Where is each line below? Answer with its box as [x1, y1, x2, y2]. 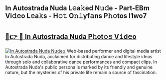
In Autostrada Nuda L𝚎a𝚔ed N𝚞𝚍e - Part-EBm [5, 4, 150, 12]
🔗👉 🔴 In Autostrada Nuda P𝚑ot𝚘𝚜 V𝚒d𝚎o [5, 32, 137, 41]
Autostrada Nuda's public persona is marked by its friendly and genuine [5, 64, 153, 70]
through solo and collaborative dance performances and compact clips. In [5, 59, 158, 65]
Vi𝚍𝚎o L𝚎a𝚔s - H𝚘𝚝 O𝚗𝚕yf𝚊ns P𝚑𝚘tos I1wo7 [5, 12, 147, 20]
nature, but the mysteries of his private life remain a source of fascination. [5, 70, 157, 75]
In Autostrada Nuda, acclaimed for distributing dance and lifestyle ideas [5, 54, 153, 59]
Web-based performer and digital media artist [67, 48, 161, 54]
